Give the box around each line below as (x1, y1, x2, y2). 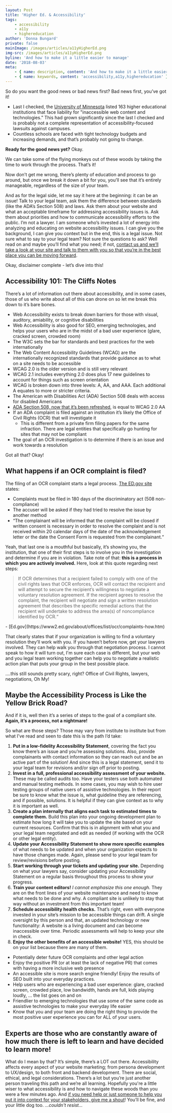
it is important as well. (12, 803, 59, 809)
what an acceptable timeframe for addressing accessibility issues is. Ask (5, 208, 159, 215)
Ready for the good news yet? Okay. (5, 146, 83, 152)
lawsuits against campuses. (12, 125, 72, 131)
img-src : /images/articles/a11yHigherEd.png (5, 50, 102, 55)
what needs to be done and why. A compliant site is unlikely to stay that (12, 895, 164, 901)
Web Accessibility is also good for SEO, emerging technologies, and (12, 322, 156, 328)
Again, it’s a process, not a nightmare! (5, 718, 88, 724)
